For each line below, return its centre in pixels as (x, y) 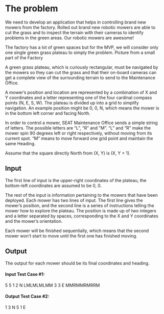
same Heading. (20, 143)
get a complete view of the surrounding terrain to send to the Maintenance (80, 78)
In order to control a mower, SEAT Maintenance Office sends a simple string (82, 123)
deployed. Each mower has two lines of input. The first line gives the (74, 200)
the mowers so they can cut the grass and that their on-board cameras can (81, 72)
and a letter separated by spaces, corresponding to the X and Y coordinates (82, 216)
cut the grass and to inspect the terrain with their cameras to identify (74, 32)
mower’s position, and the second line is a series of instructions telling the (80, 205)
